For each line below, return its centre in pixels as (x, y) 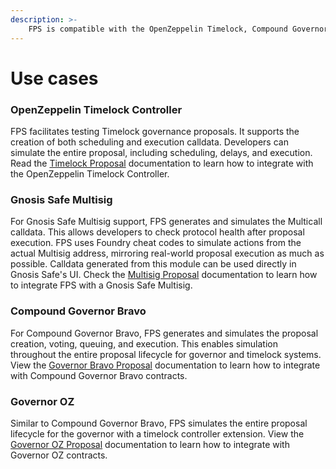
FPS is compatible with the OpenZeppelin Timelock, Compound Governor (178, 29)
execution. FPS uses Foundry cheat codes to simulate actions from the (156, 243)
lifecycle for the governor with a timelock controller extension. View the (157, 433)
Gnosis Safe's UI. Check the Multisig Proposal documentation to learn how (164, 275)
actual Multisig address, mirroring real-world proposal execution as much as (167, 253)
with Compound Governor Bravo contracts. (99, 375)
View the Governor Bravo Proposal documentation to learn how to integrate (165, 365)
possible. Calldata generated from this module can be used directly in (153, 264)
